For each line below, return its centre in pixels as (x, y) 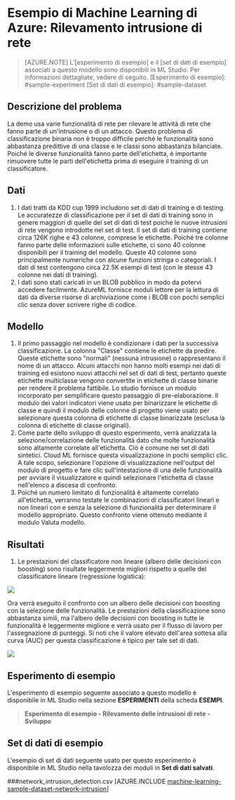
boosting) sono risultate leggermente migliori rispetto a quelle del (112, 569)
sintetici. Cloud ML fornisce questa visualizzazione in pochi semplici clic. (122, 455)
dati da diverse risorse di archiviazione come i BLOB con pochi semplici (121, 297)
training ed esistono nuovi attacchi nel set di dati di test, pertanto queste (122, 373)
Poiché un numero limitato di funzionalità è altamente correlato (108, 492)
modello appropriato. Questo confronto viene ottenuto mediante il (112, 515)
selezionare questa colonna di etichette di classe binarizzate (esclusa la (121, 418)
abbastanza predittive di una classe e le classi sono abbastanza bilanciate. (115, 146)
